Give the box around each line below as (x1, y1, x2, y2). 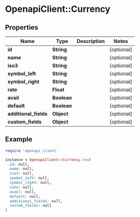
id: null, (9, 162, 30, 167)
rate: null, (9, 184, 35, 190)
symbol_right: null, (9, 180, 52, 185)
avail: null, (9, 189, 36, 194)
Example (5, 135, 33, 144)
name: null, (9, 167, 35, 172)
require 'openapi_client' (5, 148, 58, 153)
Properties (5, 23, 38, 32)
